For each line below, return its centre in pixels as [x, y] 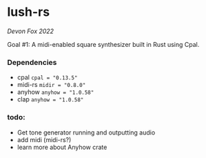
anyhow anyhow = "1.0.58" [55, 92]
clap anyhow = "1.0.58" [50, 99]
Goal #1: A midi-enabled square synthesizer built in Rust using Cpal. [103, 44]
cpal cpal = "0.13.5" [47, 77]
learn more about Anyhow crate [62, 147]
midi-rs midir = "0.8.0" [51, 85]
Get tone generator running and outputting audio [86, 132]
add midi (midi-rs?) [44, 139]
